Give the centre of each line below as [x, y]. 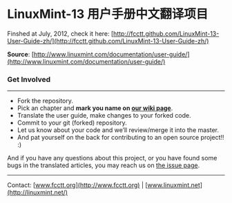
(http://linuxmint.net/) [37, 193]
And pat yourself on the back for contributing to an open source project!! [120, 138]
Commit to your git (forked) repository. [72, 123]
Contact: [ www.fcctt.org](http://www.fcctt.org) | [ [77, 185]
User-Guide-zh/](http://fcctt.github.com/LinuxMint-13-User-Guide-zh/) [108, 41]
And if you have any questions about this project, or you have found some [112, 158]
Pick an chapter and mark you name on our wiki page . [95, 108]
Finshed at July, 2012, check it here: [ [60, 33]
